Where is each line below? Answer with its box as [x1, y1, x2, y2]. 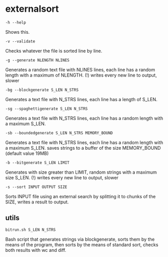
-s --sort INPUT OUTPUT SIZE [5, 184, 67, 190]
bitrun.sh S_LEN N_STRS [5, 227, 56, 232]
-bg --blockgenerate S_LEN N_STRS [5, 87, 79, 92]
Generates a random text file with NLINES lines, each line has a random [5, 66, 156, 73]
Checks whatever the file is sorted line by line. [5, 48, 103, 54]
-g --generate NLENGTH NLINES [5, 57, 70, 63]
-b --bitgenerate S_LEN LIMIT [5, 160, 70, 165]
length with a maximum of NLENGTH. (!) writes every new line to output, [5, 72, 157, 78]
